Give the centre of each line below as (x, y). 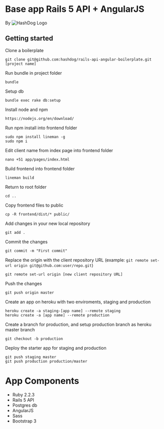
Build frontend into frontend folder (40, 168)
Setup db (14, 91)
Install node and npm (27, 109)
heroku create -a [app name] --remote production (57, 315)
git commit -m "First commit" (36, 251)
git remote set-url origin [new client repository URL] (64, 274)
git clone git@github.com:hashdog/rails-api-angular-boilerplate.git (79, 59)
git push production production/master (46, 361)
